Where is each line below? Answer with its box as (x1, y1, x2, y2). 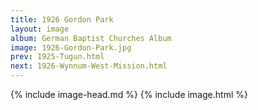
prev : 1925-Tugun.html (10, 52, 105, 62)
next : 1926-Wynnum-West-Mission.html (10, 61, 168, 71)
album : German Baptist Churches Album (10, 33, 172, 43)
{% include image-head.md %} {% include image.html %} (10, 89, 248, 100)
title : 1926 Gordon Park (10, 14, 114, 25)
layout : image (10, 24, 70, 34)
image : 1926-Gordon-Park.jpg (10, 42, 132, 53)
